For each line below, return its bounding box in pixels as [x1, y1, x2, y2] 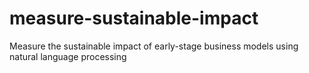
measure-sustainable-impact [9, 7, 259, 30]
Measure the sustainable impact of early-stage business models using [9, 40, 299, 52]
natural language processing [9, 50, 127, 62]
